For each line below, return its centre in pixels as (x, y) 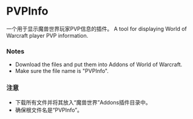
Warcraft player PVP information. (47, 35)
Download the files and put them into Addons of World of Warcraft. (99, 64)
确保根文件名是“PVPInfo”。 (49, 110)
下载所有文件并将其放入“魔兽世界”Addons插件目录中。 (83, 102)
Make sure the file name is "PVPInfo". (62, 71)
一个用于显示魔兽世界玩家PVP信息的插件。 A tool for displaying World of (96, 29)
